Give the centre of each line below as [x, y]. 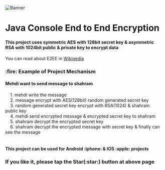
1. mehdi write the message [38, 95]
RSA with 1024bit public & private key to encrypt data [62, 47]
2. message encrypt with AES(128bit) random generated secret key [79, 100]
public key [16, 111]
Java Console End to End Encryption [82, 28]
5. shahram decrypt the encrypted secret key [57, 121]
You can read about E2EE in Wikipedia [45, 59]
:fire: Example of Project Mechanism [51, 72]
